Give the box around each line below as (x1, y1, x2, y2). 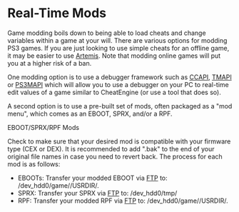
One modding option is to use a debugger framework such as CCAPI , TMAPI (7, 73, 232, 81)
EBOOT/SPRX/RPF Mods (7, 123, 80, 131)
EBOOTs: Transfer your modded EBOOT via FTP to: (17, 173, 168, 182)
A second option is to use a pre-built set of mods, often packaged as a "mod (7, 101, 233, 110)
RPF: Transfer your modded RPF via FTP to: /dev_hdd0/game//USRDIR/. (17, 196, 228, 205)
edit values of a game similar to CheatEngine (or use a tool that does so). (7, 88, 221, 96)
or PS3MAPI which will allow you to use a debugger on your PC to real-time (7, 80, 230, 89)
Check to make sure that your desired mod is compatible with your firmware (7, 137, 231, 146)
